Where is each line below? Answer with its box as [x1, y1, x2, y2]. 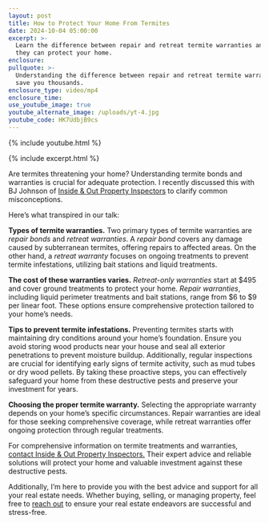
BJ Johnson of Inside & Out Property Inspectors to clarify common [8, 186, 228, 195]
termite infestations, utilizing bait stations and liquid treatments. [8, 259, 218, 269]
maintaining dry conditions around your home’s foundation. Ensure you [8, 333, 242, 343]
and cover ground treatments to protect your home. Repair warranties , [8, 284, 241, 293]
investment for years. [8, 384, 78, 393]
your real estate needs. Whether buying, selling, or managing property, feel [8, 490, 256, 500]
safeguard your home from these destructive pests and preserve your [8, 376, 239, 385]
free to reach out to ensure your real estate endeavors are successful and [8, 498, 252, 509]
